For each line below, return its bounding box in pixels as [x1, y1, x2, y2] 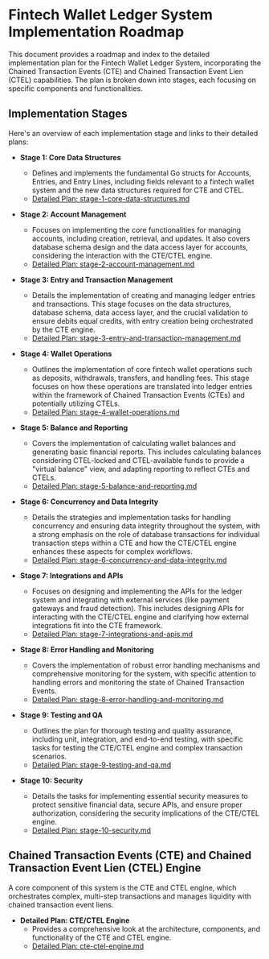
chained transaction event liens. [8, 899, 114, 909]
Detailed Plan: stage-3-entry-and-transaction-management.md [31, 333, 242, 343]
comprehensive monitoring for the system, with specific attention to [31, 668, 257, 678]
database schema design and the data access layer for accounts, [31, 242, 249, 251]
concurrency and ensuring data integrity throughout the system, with [31, 521, 261, 531]
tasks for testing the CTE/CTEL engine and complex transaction [31, 742, 243, 752]
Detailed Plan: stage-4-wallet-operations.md [31, 407, 180, 416]
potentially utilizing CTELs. [31, 399, 120, 408]
